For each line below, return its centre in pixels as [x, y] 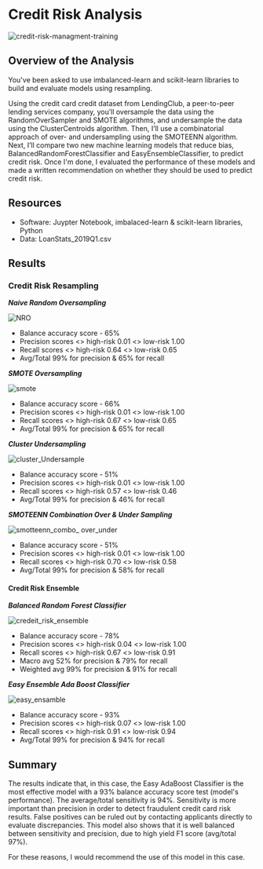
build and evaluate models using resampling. [80, 88]
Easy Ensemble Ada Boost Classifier [69, 685]
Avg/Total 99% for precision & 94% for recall [92, 740]
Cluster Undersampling [47, 444]
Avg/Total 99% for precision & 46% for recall [92, 499]
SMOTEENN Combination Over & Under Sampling [90, 515]
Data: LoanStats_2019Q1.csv [65, 239]
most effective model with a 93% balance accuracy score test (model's [124, 792]
